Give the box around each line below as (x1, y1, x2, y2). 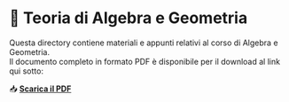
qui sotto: (9, 66, 44, 76)
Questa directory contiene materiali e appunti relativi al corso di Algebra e (9, 37, 278, 48)
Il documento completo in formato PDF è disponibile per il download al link (9, 56, 281, 67)
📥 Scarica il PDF (9, 83, 72, 94)
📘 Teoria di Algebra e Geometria (9, 8, 248, 28)
